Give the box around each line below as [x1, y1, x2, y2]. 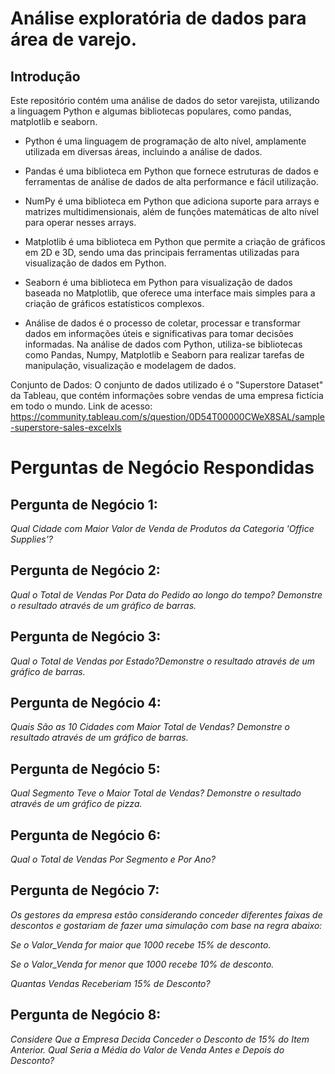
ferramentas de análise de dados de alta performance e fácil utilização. [24, 176, 319, 187]
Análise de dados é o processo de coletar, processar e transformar [24, 317, 301, 329]
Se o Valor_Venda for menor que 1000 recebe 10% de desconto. [10, 958, 275, 970]
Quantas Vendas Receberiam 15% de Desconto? [10, 977, 211, 989]
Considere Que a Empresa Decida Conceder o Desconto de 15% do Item [10, 1033, 310, 1045]
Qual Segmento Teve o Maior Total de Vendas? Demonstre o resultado [10, 787, 302, 799]
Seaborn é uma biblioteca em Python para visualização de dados [24, 277, 293, 288]
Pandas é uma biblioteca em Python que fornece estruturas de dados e [24, 165, 319, 177]
